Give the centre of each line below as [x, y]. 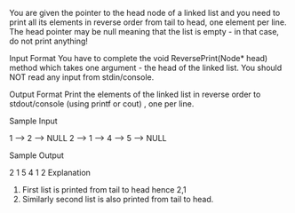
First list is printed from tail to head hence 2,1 [104, 189]
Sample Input [33, 121]
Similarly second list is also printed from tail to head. [118, 199]
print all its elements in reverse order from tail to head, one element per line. [148, 22]
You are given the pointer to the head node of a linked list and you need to [145, 13]
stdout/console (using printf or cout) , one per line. [102, 104]
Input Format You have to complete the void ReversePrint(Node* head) [139, 58]
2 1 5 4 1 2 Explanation [50, 173]
